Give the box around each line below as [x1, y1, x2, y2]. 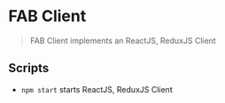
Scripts [8, 61, 50, 76]
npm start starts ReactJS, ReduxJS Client [20, 84, 174, 94]
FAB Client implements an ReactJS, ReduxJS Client [29, 35, 216, 46]
